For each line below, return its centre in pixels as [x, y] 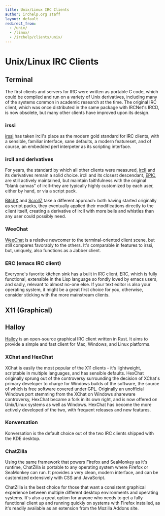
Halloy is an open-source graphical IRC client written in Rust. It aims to [77, 339]
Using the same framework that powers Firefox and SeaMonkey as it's [76, 462]
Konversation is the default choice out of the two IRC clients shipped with [80, 433]
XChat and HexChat [29, 357]
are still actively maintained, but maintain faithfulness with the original [76, 181]
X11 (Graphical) [29, 311]
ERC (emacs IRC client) [33, 263]
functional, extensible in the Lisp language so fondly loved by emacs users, [81, 279]
